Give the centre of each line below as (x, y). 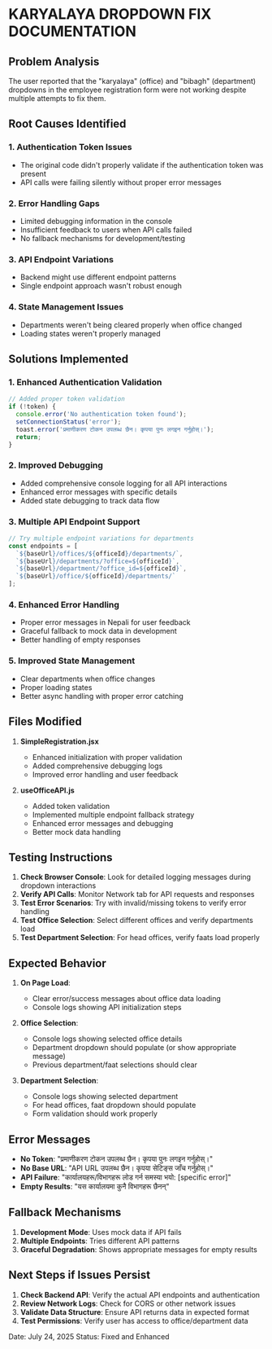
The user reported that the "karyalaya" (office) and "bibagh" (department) (132, 81)
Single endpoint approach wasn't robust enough (101, 286)
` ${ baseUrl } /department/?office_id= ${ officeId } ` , (101, 569)
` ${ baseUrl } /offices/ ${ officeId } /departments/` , (99, 554)
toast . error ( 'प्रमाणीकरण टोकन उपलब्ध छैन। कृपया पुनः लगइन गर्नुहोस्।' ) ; (115, 429)
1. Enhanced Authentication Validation (85, 382)
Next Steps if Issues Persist (80, 1275)
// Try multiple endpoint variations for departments (101, 538)
